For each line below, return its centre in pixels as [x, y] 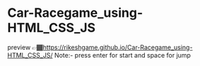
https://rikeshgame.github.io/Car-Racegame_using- [118, 47]
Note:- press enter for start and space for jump [122, 55]
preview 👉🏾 [25, 47]
